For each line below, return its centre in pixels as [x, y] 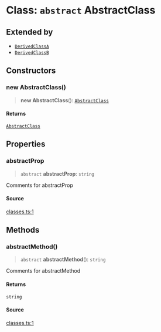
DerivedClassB [32, 53]
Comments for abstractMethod [43, 271]
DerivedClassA [32, 46]
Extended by [30, 32]
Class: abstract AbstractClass [81, 10]
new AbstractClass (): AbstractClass [65, 100]
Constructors [31, 71]
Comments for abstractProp [40, 185]
